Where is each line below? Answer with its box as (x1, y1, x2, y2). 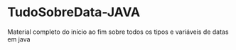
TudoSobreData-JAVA (7, 4, 141, 20)
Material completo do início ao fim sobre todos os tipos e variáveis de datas (7, 27, 229, 36)
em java (7, 35, 31, 43)
